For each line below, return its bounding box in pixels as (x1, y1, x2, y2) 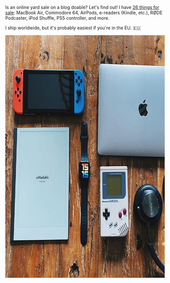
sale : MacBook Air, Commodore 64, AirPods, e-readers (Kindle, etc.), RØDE (5, 10, 163, 16)
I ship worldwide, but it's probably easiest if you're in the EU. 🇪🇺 (5, 25, 141, 31)
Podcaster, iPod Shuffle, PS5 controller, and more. (5, 15, 110, 21)
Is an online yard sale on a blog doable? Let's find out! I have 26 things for (5, 5, 159, 10)
